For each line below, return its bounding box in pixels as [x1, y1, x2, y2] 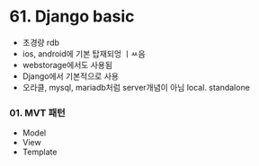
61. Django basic [9, 6, 135, 27]
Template [22, 146, 58, 158]
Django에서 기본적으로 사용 [22, 70, 120, 82]
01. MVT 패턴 [9, 106, 66, 118]
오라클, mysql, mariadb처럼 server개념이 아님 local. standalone [22, 82, 250, 92]
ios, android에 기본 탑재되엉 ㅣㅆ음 [22, 48, 146, 59]
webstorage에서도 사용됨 [22, 59, 113, 70]
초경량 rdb [22, 37, 60, 48]
